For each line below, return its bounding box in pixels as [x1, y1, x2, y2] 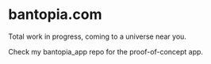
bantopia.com [8, 6, 102, 24]
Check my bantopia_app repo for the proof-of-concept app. [8, 47, 204, 56]
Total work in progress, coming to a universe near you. [8, 32, 186, 41]
